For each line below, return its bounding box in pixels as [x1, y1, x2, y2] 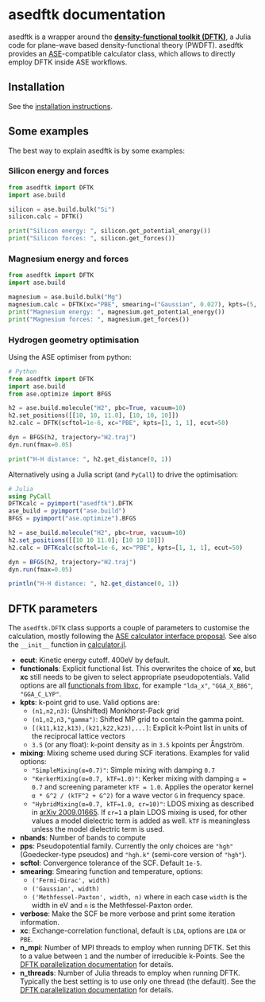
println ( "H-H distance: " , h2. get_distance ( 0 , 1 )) [8, 579, 179, 588]
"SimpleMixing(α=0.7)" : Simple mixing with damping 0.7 [31, 766, 216, 775]
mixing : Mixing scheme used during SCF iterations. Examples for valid [19, 748, 250, 758]
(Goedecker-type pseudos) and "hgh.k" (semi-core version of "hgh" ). [19, 850, 248, 860]
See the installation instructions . [8, 101, 113, 111]
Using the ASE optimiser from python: [8, 352, 132, 361]
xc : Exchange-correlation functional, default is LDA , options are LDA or [19, 926, 246, 936]
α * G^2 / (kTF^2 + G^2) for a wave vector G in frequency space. [31, 790, 246, 801]
